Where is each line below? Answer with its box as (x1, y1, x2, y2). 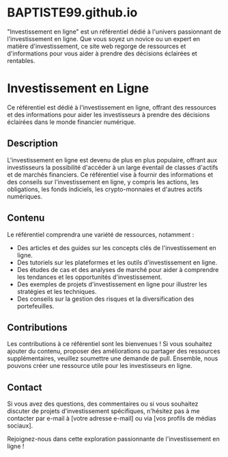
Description (7, 138, 58, 149)
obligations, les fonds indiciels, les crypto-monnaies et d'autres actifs (7, 185, 203, 193)
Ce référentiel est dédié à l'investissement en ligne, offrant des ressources (7, 103, 216, 111)
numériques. (7, 192, 43, 200)
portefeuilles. (16, 301, 55, 310)
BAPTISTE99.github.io (7, 5, 138, 21)
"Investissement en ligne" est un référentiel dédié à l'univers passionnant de (7, 27, 222, 36)
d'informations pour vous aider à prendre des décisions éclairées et (7, 49, 198, 58)
